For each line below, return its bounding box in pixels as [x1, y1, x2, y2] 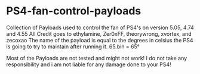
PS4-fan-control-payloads [6, 4, 141, 18]
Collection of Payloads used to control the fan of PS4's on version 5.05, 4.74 [6, 24, 194, 31]
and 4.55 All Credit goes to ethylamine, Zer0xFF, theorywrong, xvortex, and [6, 30, 192, 37]
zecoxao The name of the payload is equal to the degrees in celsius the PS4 [6, 36, 193, 44]
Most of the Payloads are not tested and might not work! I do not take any [6, 54, 187, 61]
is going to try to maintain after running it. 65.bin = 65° [6, 43, 140, 50]
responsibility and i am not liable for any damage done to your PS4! [6, 61, 171, 68]
